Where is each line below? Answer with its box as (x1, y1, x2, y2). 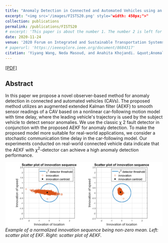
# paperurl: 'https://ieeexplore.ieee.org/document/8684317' (5, 45, 135, 50)
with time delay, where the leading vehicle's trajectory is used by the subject (5, 114, 163, 120)
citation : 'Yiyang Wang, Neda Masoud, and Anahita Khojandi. (5, 50, 135, 55)
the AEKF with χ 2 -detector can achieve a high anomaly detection (5, 146, 139, 153)
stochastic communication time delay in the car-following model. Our (5, 136, 147, 142)
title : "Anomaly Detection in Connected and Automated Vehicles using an (5, 8, 162, 13)
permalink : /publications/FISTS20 (5, 24, 77, 29)
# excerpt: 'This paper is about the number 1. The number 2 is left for (5, 29, 162, 35)
